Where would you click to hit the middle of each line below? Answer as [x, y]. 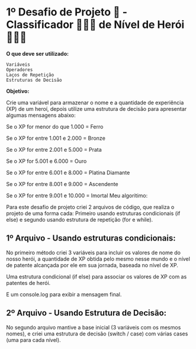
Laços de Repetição [30, 75]
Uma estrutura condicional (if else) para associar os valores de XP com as [97, 276]
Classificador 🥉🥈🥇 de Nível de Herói [95, 25]
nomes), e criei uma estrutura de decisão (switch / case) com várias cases [97, 334]
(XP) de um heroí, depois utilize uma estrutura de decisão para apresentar [97, 108]
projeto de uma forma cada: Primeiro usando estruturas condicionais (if [93, 213]
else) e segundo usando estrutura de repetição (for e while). [80, 219]
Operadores [20, 70]
